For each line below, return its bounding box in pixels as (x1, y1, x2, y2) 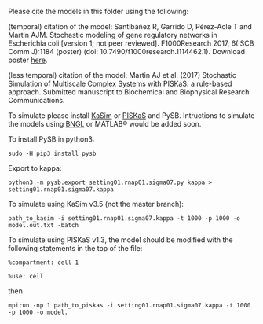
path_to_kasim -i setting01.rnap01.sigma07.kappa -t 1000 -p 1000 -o (8, 215, 241, 223)
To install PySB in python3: (8, 134, 95, 144)
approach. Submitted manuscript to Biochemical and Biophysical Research (8, 87, 250, 97)
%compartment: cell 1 (8, 259, 79, 267)
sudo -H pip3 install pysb (8, 149, 97, 157)
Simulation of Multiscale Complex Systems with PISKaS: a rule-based (8, 79, 232, 88)
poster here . (8, 55, 48, 64)
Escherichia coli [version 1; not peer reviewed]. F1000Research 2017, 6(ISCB (8, 39, 254, 48)
